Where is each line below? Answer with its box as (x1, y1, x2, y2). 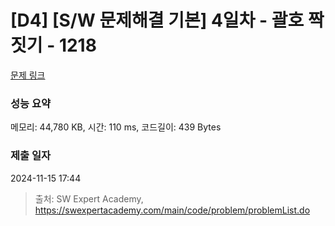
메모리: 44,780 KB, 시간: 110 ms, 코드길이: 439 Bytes (10, 121, 222, 133)
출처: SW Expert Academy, (34, 192, 144, 205)
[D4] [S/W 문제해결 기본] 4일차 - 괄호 (10, 9, 305, 32)
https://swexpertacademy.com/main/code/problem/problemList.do (34, 204, 311, 216)
